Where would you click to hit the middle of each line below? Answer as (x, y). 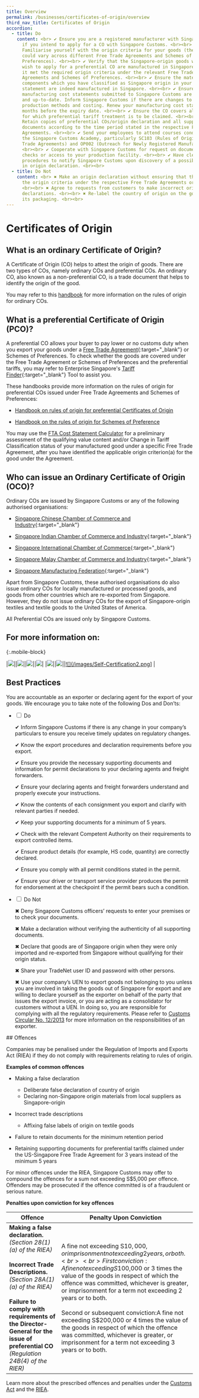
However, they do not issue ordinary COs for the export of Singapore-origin (98, 601)
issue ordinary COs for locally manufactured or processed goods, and (91, 588)
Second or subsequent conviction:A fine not (122, 1313)
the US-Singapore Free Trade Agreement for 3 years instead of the (96, 1154)
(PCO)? (20, 329)
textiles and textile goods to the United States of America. (76, 607)
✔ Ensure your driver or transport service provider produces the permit (101, 880)
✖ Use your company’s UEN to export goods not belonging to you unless (103, 982)
